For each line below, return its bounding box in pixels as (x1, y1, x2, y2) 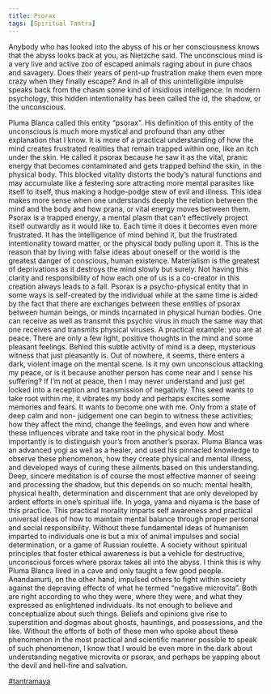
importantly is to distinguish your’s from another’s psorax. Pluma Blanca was (8, 436, 263, 446)
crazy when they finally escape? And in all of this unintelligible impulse (8, 76, 244, 86)
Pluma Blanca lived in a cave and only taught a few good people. (8, 565, 224, 576)
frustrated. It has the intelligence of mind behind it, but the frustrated (8, 229, 237, 239)
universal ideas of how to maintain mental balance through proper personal (8, 514, 259, 524)
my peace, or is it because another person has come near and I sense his (8, 367, 253, 377)
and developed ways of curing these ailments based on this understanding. (8, 462, 260, 472)
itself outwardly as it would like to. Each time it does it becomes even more (8, 221, 257, 231)
